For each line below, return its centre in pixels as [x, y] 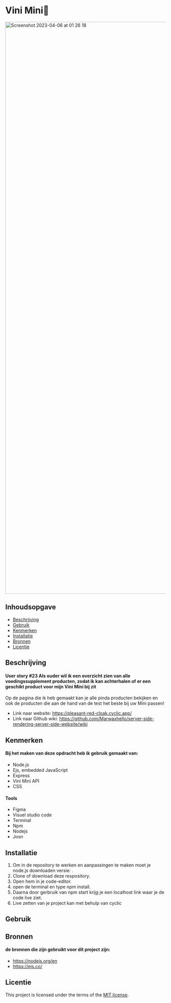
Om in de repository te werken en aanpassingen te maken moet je [82, 865]
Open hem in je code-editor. [42, 881]
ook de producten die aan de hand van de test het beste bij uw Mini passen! [85, 703]
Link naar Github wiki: [35, 719]
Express [21, 775]
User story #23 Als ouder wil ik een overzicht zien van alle [68, 676]
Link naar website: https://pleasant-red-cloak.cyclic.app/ [72, 714]
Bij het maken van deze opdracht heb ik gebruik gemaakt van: [72, 753]
